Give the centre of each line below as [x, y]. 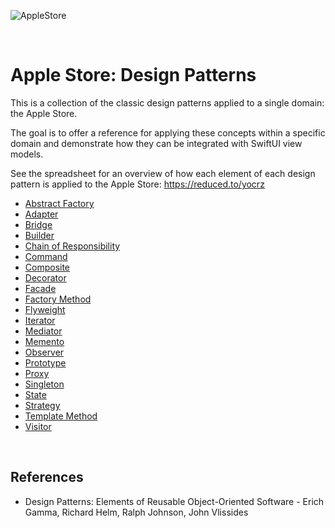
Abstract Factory [59, 203]
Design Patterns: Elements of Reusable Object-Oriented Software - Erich [174, 501]
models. [27, 154]
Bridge [38, 224]
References [47, 477]
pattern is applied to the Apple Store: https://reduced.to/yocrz [137, 184]
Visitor [38, 426]
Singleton [44, 384]
